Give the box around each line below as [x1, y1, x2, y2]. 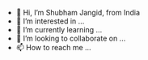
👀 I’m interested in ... [15, 16, 85, 26]
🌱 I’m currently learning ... [15, 25, 103, 34]
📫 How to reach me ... [15, 43, 91, 52]
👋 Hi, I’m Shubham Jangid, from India [15, 8, 140, 17]
